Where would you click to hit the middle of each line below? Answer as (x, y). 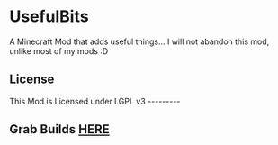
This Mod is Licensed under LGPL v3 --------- (95, 101)
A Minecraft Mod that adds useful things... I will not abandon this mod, (139, 41)
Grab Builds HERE (59, 129)
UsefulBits (49, 17)
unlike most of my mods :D (59, 50)
